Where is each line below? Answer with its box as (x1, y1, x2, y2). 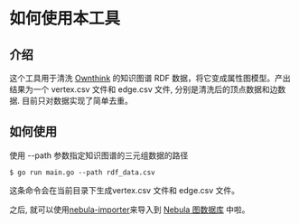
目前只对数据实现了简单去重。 (21, 96, 133, 106)
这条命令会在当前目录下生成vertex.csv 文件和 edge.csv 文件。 (9, 184, 240, 195)
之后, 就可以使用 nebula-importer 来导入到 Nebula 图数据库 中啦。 (9, 204, 250, 215)
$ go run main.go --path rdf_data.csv (9, 168, 155, 177)
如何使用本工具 (9, 8, 121, 29)
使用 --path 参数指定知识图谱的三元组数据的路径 (9, 150, 189, 161)
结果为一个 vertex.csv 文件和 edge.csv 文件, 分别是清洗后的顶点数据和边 (9, 84, 278, 95)
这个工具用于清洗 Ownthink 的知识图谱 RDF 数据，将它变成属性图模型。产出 (9, 73, 291, 83)
